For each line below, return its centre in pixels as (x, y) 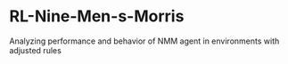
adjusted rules (36, 50)
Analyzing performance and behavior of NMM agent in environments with (144, 41)
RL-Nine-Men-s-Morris (97, 16)
